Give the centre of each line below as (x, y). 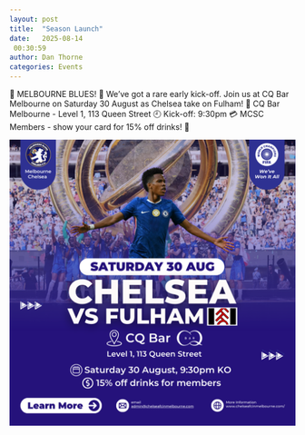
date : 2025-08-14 (46, 38)
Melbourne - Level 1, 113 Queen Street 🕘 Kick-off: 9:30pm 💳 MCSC (137, 114)
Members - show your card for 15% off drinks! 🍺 (100, 127)
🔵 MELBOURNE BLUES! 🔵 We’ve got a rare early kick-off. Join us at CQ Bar (149, 94)
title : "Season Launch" (56, 29)
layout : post (34, 19)
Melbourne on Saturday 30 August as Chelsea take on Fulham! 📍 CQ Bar (145, 104)
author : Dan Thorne (46, 58)
